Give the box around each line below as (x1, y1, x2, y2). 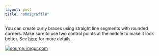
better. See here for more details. (5, 35, 72, 42)
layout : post (5, 7, 32, 12)
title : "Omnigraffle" (5, 12, 50, 17)
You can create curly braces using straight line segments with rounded (5, 25, 148, 31)
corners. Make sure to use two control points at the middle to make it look (5, 30, 154, 36)
